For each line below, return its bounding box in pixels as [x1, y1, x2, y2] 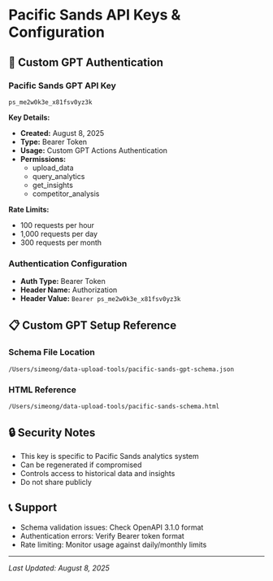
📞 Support [8, 500, 58, 514]
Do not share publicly [19, 477, 92, 487]
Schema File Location [8, 347, 95, 358]
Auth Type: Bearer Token [19, 277, 106, 286]
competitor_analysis [32, 189, 100, 199]
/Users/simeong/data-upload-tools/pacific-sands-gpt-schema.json [8, 365, 234, 373]
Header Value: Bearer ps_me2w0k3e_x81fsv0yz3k [19, 294, 181, 304]
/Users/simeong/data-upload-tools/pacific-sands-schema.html [8, 403, 220, 411]
